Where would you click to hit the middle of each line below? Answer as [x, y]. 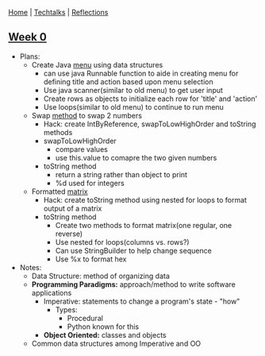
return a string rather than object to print [121, 174]
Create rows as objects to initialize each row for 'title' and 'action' [150, 99]
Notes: [31, 267]
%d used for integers [90, 183]
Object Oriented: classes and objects [105, 335]
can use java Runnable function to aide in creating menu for [141, 73]
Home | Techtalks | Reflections [58, 12]
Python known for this [103, 327]
